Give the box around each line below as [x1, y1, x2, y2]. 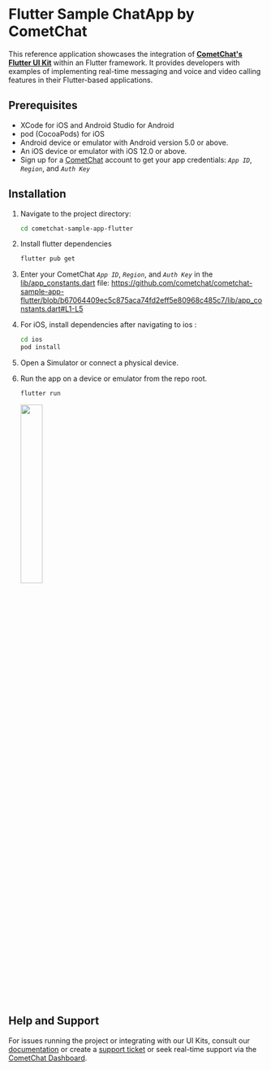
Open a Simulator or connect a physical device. [19, 358, 179, 368]
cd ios [19, 335, 43, 344]
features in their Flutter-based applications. [8, 75, 153, 85]
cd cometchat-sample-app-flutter [19, 225, 134, 233]
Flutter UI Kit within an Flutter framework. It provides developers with [8, 58, 241, 68]
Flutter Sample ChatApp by [8, 5, 195, 24]
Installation [8, 187, 67, 201]
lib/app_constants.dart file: [19, 278, 110, 288]
